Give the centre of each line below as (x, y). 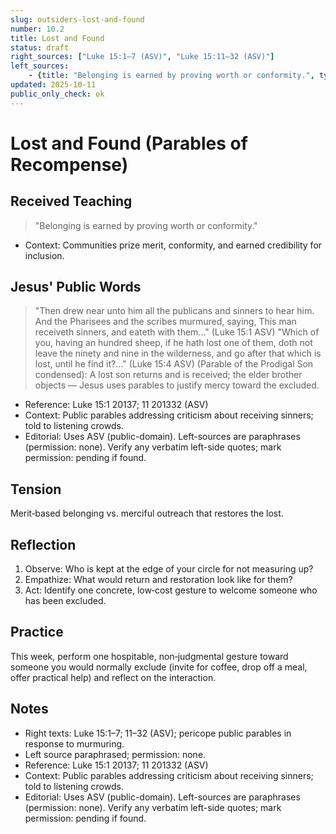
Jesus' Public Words (76, 287)
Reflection (43, 544)
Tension (36, 489)
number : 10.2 (37, 29)
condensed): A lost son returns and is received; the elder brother (168, 375)
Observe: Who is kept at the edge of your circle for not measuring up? (169, 569)
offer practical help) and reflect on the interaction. (113, 677)
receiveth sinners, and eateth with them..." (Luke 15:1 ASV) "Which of (177, 332)
